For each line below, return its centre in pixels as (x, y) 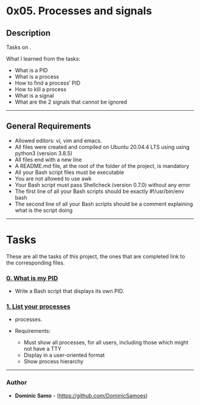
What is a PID (31, 70)
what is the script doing (44, 210)
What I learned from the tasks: (43, 59)
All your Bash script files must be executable (69, 172)
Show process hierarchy (54, 362)
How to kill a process (40, 89)
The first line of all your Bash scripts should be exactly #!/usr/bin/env (99, 191)
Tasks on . (19, 47)
